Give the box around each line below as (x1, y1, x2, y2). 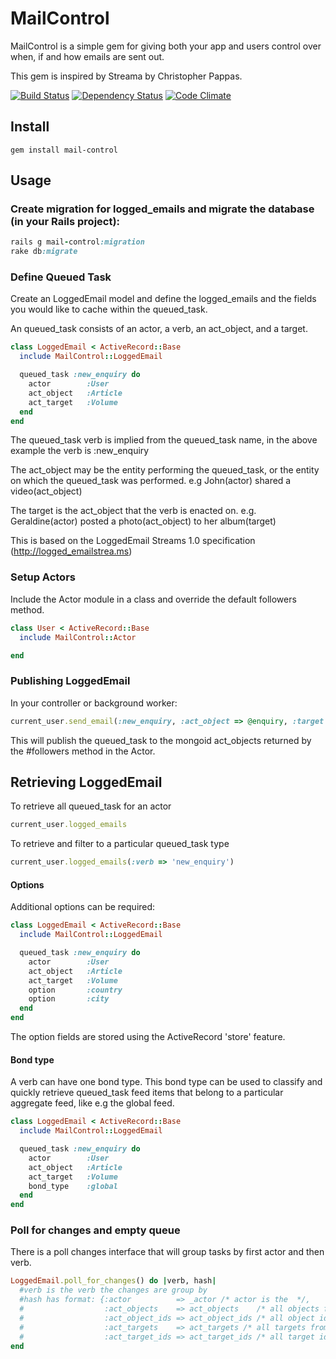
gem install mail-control (10, 145, 118, 155)
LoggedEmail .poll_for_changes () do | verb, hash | (10, 1276, 217, 1286)
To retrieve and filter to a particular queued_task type (10, 838, 230, 850)
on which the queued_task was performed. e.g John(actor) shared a (10, 475, 292, 487)
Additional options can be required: (10, 901, 156, 913)
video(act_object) (10, 485, 83, 497)
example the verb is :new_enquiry (10, 445, 150, 457)
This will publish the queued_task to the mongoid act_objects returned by (10, 734, 312, 746)
